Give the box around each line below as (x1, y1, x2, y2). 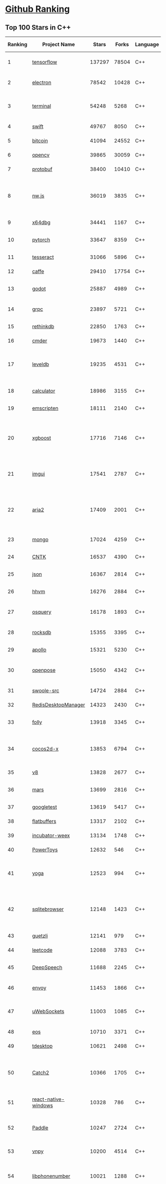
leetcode (32, 947, 53, 953)
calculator (32, 387, 55, 394)
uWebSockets (32, 1008, 65, 1015)
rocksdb (32, 629, 51, 636)
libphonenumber (32, 1173, 71, 1180)
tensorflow (32, 58, 57, 65)
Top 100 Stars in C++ (5, 23, 71, 32)
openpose (32, 667, 56, 673)
